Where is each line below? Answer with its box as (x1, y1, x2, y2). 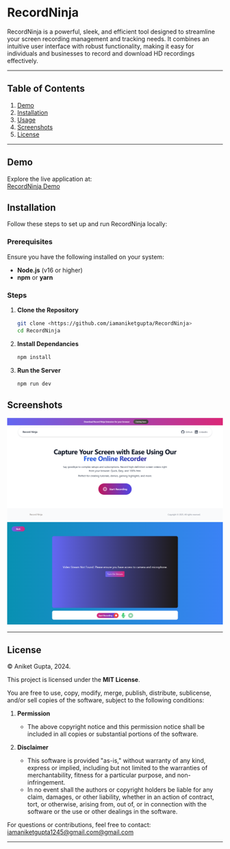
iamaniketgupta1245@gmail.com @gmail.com (7, 828, 134, 837)
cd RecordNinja (16, 327, 61, 334)
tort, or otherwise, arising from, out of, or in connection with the (27, 800, 207, 809)
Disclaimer (16, 743, 49, 752)
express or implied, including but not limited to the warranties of (27, 764, 208, 772)
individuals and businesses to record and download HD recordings (7, 49, 195, 58)
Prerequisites (7, 237, 53, 247)
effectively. (7, 56, 39, 64)
